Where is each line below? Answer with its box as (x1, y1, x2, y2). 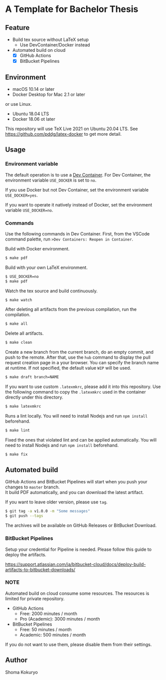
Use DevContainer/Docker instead (19, 42, 90, 48)
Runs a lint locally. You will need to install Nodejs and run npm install (5, 413, 148, 419)
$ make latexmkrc (5, 404, 41, 409)
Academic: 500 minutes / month (19, 632, 86, 638)
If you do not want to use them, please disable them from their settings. (5, 641, 152, 647)
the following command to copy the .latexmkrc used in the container (5, 389, 146, 395)
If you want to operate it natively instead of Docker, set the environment (5, 202, 153, 208)
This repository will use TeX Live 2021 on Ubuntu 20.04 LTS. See (5, 126, 138, 132)
